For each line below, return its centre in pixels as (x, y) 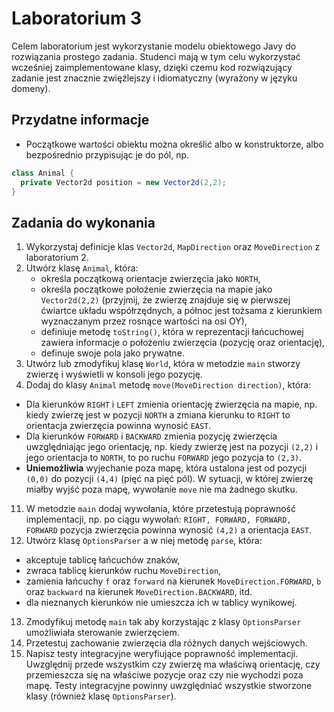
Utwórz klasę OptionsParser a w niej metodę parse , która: (144, 541)
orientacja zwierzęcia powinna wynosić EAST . (118, 426)
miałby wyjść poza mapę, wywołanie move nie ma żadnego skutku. (161, 489)
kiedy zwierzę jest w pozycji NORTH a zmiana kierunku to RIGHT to (158, 415)
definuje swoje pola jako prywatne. (112, 353)
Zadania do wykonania (83, 222)
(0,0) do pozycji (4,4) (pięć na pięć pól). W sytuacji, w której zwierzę (169, 479)
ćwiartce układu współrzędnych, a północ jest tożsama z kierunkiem (181, 311)
